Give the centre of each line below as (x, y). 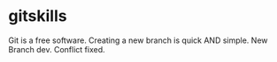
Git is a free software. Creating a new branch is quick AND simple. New (138, 40)
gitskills (38, 16)
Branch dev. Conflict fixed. (57, 49)
